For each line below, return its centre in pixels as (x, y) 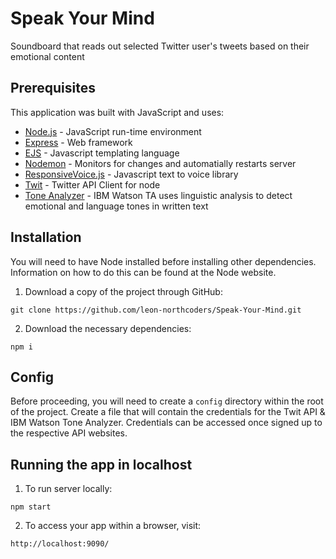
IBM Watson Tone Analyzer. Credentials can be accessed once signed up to (166, 423)
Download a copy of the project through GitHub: (123, 291)
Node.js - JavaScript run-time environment (113, 131)
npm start (31, 507)
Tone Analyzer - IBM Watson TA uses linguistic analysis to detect (158, 195)
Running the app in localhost (101, 464)
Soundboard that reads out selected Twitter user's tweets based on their (160, 46)
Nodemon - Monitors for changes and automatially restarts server (160, 163)
